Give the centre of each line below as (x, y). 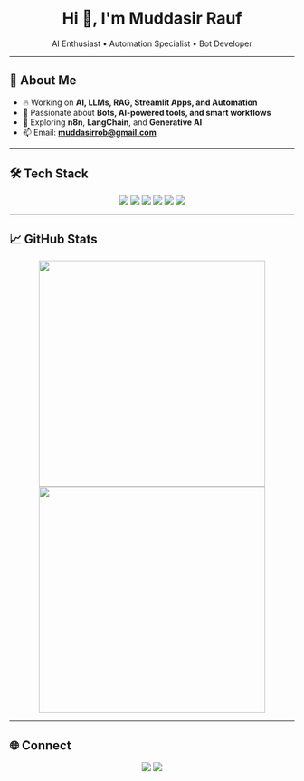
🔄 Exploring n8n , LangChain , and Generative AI (112, 122)
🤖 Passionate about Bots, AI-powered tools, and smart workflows (147, 112)
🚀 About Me (43, 81)
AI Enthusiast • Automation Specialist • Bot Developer (152, 43)
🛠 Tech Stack (49, 174)
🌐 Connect (40, 745)
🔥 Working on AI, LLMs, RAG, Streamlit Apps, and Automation (140, 102)
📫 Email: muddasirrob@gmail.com (89, 132)
